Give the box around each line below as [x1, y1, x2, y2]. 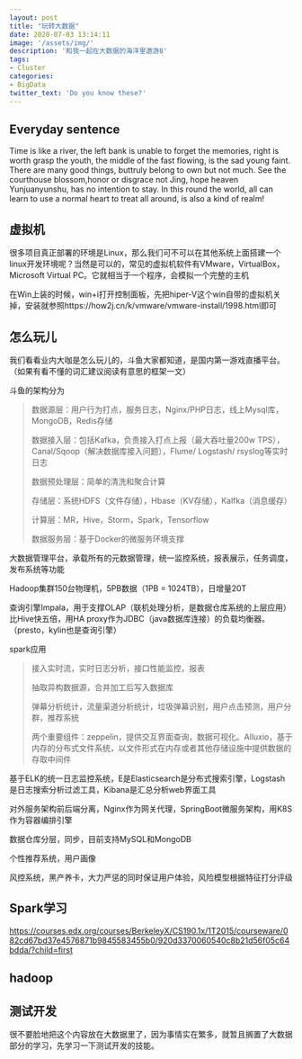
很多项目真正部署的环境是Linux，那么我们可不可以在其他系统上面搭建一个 [9, 247, 281, 258]
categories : [9, 72, 54, 81]
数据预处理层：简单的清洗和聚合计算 [31, 476, 166, 487]
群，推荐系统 [31, 712, 79, 722]
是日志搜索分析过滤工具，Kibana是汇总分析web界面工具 [9, 784, 217, 794]
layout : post [9, 13, 58, 22]
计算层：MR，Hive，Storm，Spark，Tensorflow [31, 514, 209, 525]
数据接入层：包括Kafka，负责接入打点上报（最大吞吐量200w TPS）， [31, 434, 285, 445]
